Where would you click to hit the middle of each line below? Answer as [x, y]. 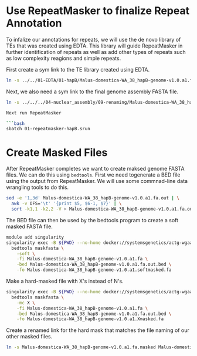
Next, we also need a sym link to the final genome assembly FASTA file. [92, 91]
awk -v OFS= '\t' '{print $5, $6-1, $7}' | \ [67, 204]
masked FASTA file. [29, 226]
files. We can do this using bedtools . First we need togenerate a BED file [93, 175]
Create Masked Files [57, 152]
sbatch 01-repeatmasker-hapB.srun [48, 129]
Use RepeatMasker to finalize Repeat [98, 11]
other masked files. [29, 337]
